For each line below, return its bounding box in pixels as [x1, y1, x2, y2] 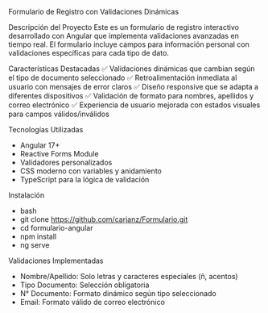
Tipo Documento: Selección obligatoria [19, 280, 150, 290]
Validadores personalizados [19, 157, 113, 167]
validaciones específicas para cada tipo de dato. [8, 48, 169, 57]
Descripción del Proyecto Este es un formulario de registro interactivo [8, 23, 240, 31]
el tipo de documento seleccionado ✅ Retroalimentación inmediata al [8, 73, 237, 82]
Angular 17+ [19, 140, 60, 150]
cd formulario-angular [19, 223, 93, 232]
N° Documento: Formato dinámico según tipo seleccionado [19, 289, 217, 298]
